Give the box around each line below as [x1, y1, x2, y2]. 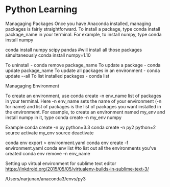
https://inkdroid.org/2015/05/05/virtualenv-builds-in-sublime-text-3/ [5, 166, 149, 172]
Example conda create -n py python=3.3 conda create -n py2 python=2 [5, 124, 156, 130]
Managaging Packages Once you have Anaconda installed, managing [5, 20, 152, 27]
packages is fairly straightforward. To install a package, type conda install [5, 26, 160, 32]
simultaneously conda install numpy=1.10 [5, 52, 91, 58]
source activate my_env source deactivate [5, 129, 94, 136]
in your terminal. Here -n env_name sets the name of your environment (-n [5, 98, 162, 104]
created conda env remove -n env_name [5, 150, 90, 156]
